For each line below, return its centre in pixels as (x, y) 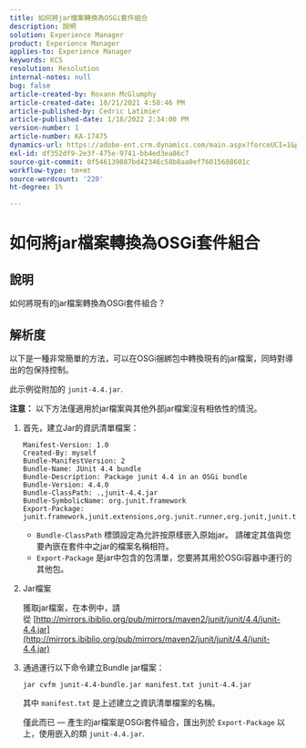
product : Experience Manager (65, 43)
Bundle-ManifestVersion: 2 (74, 461)
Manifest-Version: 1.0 (66, 445)
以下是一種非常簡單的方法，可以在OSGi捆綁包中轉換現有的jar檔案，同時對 (148, 358)
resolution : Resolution (55, 69)
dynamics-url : (36, 145)
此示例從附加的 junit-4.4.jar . (66, 389)
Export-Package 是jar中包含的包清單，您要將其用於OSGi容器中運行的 (164, 558)
